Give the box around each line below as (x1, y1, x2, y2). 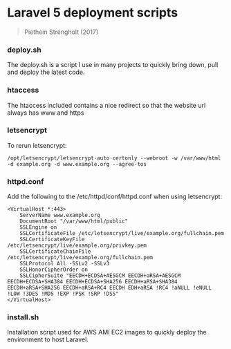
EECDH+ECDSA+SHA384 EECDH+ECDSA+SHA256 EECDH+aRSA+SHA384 (7, 279, 178, 285)
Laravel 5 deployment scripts (7, 5, 178, 21)
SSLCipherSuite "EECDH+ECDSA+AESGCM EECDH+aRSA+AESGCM (19, 272, 181, 279)
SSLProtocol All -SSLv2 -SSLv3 (19, 261, 110, 267)
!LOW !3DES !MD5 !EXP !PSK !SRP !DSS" (7, 290, 119, 298)
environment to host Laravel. (7, 335, 89, 343)
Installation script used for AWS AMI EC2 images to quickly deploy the (7, 328, 207, 337)
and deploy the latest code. (7, 68, 85, 77)
